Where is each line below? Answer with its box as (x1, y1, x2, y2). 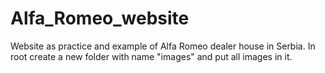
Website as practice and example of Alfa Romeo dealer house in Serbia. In (10, 40, 316, 52)
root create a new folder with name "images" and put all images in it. (10, 50, 293, 62)
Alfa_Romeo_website (10, 7, 190, 30)
